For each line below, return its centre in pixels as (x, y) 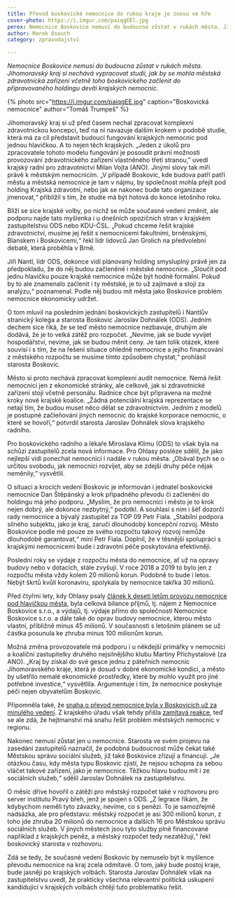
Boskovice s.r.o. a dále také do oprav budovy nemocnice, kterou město (109, 619)
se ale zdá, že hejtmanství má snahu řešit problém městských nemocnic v (114, 720)
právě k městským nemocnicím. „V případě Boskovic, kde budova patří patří (116, 175)
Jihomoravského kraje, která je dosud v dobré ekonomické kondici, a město (116, 669)
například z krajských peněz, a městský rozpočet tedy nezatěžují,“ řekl (109, 836)
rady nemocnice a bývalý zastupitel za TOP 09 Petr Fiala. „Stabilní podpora (115, 517)
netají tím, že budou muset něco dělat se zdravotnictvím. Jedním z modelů (114, 408)
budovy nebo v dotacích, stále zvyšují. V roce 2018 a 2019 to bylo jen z (109, 567)
